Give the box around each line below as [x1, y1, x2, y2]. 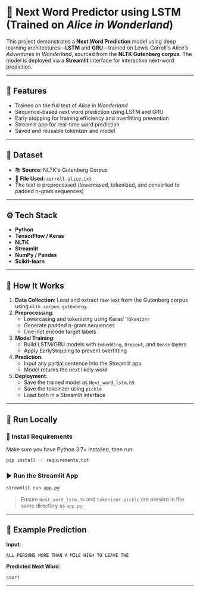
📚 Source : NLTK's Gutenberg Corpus [14, 166, 108, 173]
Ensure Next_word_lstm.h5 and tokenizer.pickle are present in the [20, 495, 185, 503]
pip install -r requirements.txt [6, 457, 89, 463]
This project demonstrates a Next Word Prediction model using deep [6, 38, 176, 45]
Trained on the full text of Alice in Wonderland [14, 101, 128, 109]
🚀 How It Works [6, 280, 64, 291]
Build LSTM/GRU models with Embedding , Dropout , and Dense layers [23, 341, 186, 348]
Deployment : [14, 373, 48, 380]
